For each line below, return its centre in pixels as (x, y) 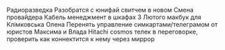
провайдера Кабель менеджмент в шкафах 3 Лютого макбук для (104, 17)
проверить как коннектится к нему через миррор (80, 39)
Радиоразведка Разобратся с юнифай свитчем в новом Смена (100, 10)
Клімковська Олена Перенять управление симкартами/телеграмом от (112, 24)
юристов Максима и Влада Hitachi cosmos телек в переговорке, (102, 32)
